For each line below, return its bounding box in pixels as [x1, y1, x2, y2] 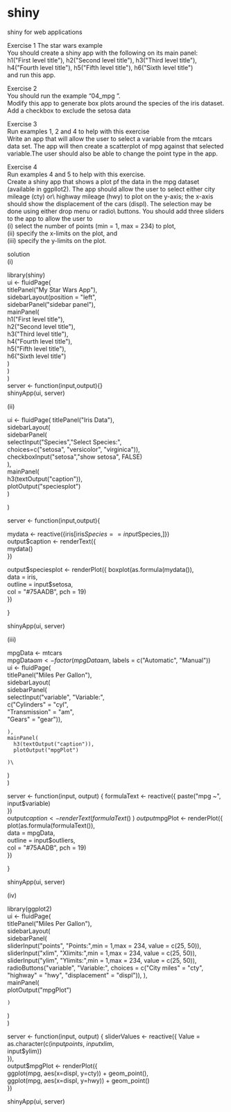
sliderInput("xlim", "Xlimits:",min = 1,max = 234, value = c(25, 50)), [7, 949, 197, 957]
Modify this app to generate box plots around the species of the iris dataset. [7, 99, 224, 107]
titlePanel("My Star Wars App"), [7, 285, 98, 294]
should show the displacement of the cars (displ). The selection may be [7, 199, 212, 208]
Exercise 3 [7, 119, 37, 128]
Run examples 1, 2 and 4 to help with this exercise [7, 127, 150, 135]
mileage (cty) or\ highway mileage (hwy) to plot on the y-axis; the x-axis [7, 192, 214, 201]
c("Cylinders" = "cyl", [7, 700, 69, 709]
